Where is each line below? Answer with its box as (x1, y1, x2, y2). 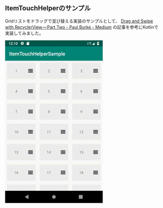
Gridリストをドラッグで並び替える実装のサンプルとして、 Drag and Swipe (5, 18, 153, 24)
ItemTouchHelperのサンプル (5, 4, 91, 13)
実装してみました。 (5, 30, 44, 36)
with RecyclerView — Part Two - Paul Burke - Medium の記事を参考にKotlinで (5, 24, 159, 30)
